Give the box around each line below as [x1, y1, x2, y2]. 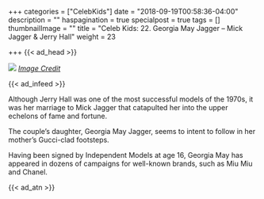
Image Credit [17, 63, 61, 73]
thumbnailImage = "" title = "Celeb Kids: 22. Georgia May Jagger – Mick [8, 24, 243, 33]
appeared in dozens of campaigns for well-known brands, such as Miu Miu [8, 159, 253, 168]
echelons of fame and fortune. [8, 111, 108, 121]
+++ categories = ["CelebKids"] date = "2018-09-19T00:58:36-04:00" [8, 7, 239, 16]
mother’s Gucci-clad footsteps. [8, 135, 109, 144]
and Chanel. [8, 167, 48, 177]
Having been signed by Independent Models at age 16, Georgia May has [8, 151, 243, 159]
